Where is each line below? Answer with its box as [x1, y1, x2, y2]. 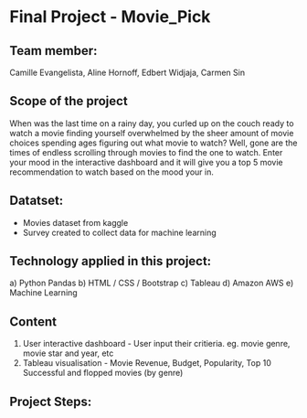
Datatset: [9, 193, 64, 209]
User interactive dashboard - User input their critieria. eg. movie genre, [22, 338, 291, 349]
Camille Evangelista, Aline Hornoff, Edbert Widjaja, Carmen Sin [9, 67, 245, 78]
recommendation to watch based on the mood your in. [9, 166, 215, 177]
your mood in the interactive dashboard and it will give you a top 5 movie [9, 156, 283, 167]
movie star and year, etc [22, 348, 114, 359]
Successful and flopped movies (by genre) [22, 368, 184, 379]
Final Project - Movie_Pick [9, 6, 211, 27]
